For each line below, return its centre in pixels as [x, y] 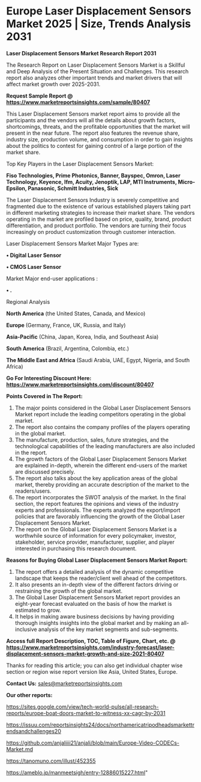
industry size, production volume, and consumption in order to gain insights [100, 139]
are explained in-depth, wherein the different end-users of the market [101, 465]
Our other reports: [29, 695]
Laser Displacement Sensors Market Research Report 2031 [81, 53]
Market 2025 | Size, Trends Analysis [98, 24]
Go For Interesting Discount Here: [49, 378]
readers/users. [33, 491]
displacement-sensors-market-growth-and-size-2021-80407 [85, 653]
